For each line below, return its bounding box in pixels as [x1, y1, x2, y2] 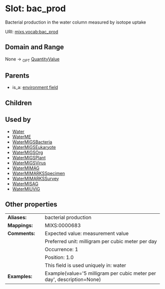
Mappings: [7, 222, 33, 229]
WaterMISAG [12, 180, 38, 187]
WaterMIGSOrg [12, 149, 43, 155]
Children [5, 99, 32, 107]
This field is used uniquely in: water [45, 262, 126, 269]
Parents [5, 71, 29, 80]
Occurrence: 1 [45, 246, 79, 253]
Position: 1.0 [45, 254, 74, 261]
